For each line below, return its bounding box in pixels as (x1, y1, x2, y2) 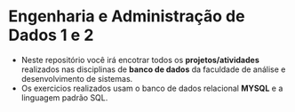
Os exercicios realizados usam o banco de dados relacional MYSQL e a (20, 83, 283, 93)
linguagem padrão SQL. (20, 92, 108, 103)
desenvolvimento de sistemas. (20, 73, 133, 84)
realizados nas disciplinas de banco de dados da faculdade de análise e (20, 64, 286, 75)
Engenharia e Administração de (8, 6, 245, 27)
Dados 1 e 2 (8, 25, 94, 45)
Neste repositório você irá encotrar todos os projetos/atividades (20, 54, 259, 65)
